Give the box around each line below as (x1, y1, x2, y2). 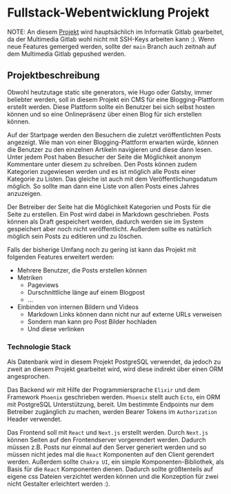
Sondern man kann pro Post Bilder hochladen (27, 317, 157, 326)
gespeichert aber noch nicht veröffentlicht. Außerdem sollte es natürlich (7, 224, 212, 233)
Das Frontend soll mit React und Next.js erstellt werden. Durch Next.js (7, 428, 208, 437)
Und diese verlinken (27, 324, 85, 333)
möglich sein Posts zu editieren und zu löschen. (7, 232, 143, 240)
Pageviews (27, 281, 59, 289)
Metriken (17, 273, 43, 281)
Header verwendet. (7, 415, 62, 424)
